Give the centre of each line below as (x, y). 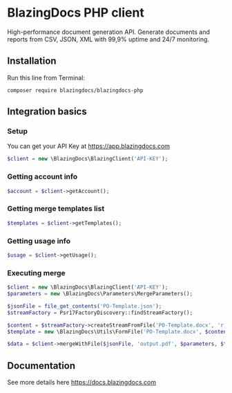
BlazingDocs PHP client (76, 13)
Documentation (41, 366)
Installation (32, 61)
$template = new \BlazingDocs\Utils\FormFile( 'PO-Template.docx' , (105, 331)
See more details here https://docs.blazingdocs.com (82, 383)
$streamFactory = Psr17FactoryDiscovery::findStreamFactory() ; (100, 313)
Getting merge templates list (56, 209)
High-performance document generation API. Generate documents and (109, 32)
